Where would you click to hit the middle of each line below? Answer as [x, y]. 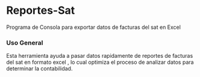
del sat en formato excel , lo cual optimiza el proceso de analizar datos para [100, 62]
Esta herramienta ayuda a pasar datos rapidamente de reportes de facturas [100, 56]
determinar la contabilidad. [39, 69]
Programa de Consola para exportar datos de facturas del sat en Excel [93, 27]
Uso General [25, 43]
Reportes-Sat [41, 11]
